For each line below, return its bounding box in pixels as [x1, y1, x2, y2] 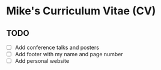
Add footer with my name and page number [14, 51, 123, 58]
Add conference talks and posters [14, 44, 99, 51]
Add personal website [14, 57, 70, 65]
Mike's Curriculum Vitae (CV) [6, 4, 156, 18]
